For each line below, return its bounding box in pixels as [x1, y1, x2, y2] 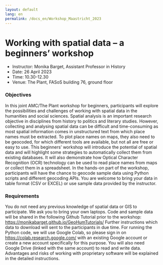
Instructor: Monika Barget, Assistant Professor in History [12, 64, 126, 70]
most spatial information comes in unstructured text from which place [5, 128, 145, 134]
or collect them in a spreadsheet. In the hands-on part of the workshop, [5, 164, 149, 171]
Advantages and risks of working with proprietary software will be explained [5, 250, 159, 256]
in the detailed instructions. [5, 255, 60, 261]
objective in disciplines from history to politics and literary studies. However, [5, 118, 159, 124]
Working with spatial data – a [5, 37, 124, 48]
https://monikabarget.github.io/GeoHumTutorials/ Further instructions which [5, 219, 158, 225]
